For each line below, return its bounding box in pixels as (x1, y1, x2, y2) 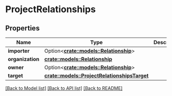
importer (8, 47, 30, 54)
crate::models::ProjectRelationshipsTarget (44, 72, 149, 79)
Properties (5, 24, 40, 33)
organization (8, 56, 40, 62)
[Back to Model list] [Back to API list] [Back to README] (5, 85, 123, 91)
